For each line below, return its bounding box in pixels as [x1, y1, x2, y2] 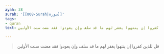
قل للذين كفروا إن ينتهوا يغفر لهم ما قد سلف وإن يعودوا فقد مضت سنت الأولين [17, 43, 160, 49]
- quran [5, 21, 21, 26]
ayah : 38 [5, 7, 23, 12]
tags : [5, 16, 16, 21]
